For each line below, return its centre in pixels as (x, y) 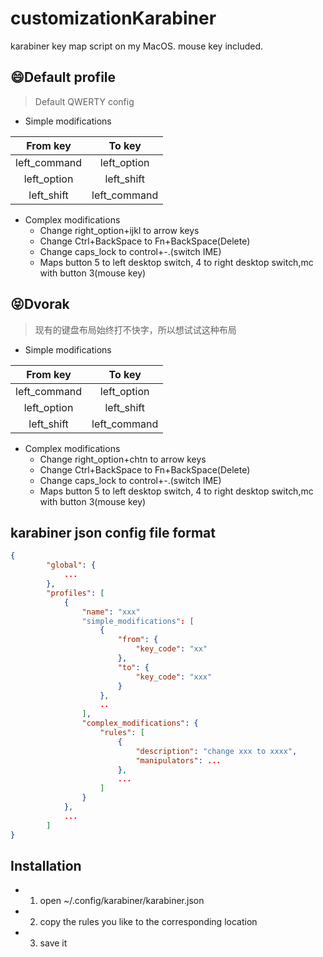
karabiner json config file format (113, 532)
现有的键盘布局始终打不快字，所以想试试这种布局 (135, 329)
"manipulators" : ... (178, 760)
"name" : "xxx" (111, 612)
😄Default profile (63, 77)
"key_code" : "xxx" (174, 677)
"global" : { (71, 565)
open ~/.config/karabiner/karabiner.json (122, 901)
